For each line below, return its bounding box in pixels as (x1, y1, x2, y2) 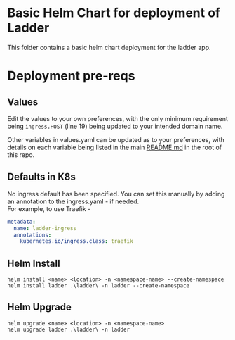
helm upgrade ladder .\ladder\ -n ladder (7, 326, 130, 333)
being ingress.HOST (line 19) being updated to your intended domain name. (7, 122, 223, 130)
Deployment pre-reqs (7, 68, 135, 84)
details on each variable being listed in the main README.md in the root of (7, 143, 222, 151)
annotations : (13, 231, 52, 239)
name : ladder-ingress (13, 225, 77, 232)
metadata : (7, 218, 36, 225)
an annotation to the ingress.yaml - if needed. (7, 197, 140, 206)
